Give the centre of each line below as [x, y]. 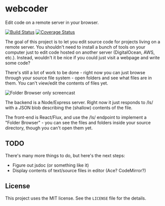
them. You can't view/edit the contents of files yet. [57, 83]
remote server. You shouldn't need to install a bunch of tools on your [75, 47]
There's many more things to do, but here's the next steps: [65, 155]
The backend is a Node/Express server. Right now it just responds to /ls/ [79, 102]
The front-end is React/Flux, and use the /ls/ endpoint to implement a [76, 117]
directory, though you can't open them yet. [49, 128]
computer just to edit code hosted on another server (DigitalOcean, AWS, [80, 52]
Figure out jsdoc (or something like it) [51, 165]
